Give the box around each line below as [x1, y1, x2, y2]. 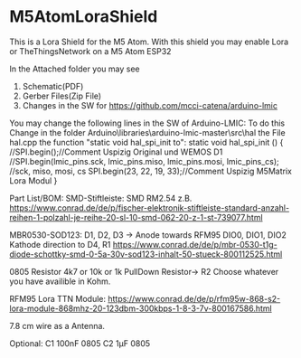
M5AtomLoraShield [9, 6, 158, 27]
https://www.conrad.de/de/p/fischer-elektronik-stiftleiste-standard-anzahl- [9, 202, 290, 213]
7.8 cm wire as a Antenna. [9, 320, 106, 331]
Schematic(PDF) [22, 80, 84, 91]
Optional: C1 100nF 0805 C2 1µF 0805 [9, 337, 151, 349]
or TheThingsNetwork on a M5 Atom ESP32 [9, 45, 172, 56]
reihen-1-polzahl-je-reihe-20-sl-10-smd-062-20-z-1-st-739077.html [9, 212, 264, 222]
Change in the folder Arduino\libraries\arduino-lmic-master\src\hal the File [9, 127, 287, 137]
